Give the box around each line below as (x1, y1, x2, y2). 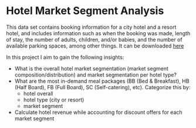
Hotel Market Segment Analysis (6, 4, 164, 18)
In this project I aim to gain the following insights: (6, 53, 124, 60)
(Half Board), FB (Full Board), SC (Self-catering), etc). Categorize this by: (14, 83, 191, 90)
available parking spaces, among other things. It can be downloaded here (6, 42, 184, 49)
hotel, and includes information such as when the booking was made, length (6, 29, 191, 36)
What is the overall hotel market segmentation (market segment (14, 65, 169, 72)
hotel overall (23, 90, 53, 97)
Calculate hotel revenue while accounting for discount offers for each (14, 109, 183, 116)
